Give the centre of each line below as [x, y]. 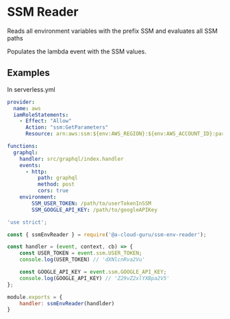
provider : [21, 102]
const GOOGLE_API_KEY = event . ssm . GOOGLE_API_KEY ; [93, 272]
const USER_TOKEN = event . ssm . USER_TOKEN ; [81, 253]
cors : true [53, 191]
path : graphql [57, 178]
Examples [28, 73]
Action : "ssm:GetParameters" [67, 127]
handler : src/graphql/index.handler [72, 159]
